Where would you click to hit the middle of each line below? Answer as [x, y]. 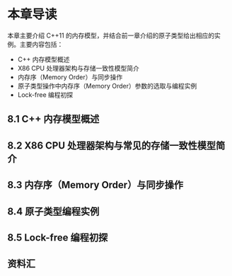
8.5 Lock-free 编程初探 [58, 237]
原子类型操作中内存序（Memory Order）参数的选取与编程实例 [107, 86]
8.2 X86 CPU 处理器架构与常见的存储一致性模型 [112, 145]
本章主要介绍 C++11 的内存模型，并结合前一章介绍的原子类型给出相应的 [111, 35]
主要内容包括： [41, 44]
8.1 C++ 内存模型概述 [53, 119]
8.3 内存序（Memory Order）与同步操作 [95, 185]
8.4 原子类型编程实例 [53, 211]
